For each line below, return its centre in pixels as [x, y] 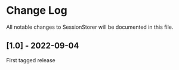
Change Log [37, 10]
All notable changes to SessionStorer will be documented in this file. [90, 27]
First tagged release [31, 60]
